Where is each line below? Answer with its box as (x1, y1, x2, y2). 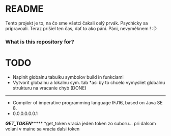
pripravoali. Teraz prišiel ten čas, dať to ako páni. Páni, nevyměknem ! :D (5, 25, 157, 31)
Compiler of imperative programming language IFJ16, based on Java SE (12, 99, 163, 105)
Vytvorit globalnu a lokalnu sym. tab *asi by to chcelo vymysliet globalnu (12, 79, 165, 85)
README (5, 3, 44, 15)
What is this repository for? (5, 38, 75, 45)
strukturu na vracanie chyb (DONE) (12, 85, 87, 91)
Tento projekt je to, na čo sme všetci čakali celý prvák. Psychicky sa (5, 20, 148, 26)
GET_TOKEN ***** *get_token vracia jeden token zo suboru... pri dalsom (5, 120, 156, 126)
